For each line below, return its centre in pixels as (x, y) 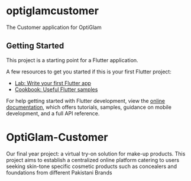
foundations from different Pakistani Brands (59, 172)
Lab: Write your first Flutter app (53, 83)
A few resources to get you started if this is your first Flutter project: (89, 72)
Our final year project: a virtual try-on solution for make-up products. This (96, 153)
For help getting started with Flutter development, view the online (86, 101)
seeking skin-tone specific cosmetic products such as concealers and (92, 166)
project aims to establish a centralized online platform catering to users (93, 160)
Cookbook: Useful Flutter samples (56, 89)
